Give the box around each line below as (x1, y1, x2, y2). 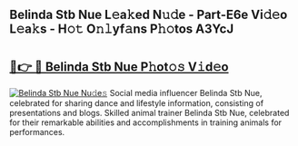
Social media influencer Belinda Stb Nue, (109, 88, 263, 98)
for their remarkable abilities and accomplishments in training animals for (9, 117, 283, 128)
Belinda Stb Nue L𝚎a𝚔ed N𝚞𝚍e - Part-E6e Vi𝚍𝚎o (9, 7, 288, 23)
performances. (9, 127, 65, 137)
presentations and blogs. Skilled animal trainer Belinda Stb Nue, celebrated (9, 108, 290, 118)
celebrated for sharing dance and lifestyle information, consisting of (9, 98, 264, 108)
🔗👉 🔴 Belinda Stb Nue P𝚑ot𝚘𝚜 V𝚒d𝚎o (9, 59, 229, 74)
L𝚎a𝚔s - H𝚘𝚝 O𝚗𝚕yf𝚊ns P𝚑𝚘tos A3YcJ (9, 22, 234, 37)
